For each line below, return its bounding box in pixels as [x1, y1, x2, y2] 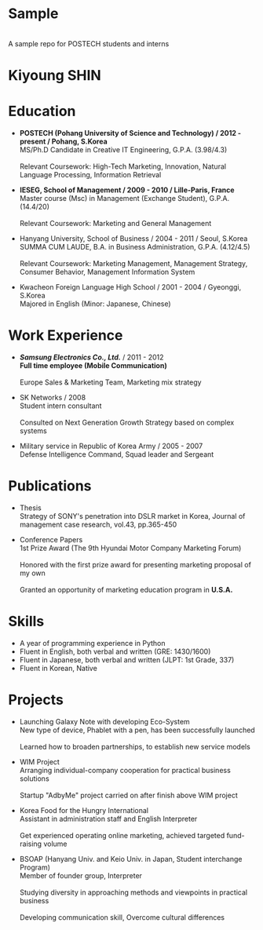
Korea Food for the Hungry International [19, 805, 149, 815]
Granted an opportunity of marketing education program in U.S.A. [19, 585, 233, 594]
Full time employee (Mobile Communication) [19, 361, 167, 370]
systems [19, 426, 47, 436]
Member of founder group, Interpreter [19, 870, 143, 880]
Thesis [19, 503, 42, 512]
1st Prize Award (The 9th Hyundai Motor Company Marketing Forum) [19, 543, 242, 553]
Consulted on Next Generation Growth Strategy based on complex [19, 418, 235, 427]
